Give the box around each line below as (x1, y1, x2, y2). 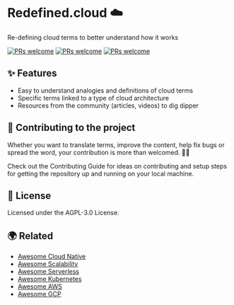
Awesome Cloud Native (17, 252, 86, 261)
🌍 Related (7, 230, 54, 242)
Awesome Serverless (17, 267, 80, 276)
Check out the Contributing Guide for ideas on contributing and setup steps (7, 161, 228, 170)
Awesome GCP (17, 290, 62, 299)
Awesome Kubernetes (17, 275, 82, 283)
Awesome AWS (17, 282, 62, 291)
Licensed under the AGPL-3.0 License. (7, 209, 119, 217)
